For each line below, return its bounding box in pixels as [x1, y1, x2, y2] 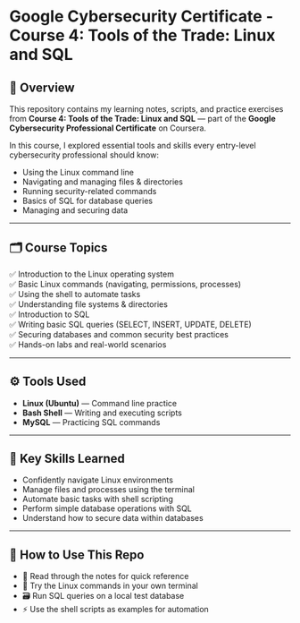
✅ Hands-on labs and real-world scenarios [9, 338, 167, 350]
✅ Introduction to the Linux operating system [9, 269, 174, 279]
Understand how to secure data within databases [21, 513, 204, 524]
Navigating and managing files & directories [21, 176, 183, 187]
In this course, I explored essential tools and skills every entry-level [9, 141, 256, 150]
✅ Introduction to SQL [9, 309, 90, 320]
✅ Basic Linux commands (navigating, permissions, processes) [9, 278, 242, 289]
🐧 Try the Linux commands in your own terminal [21, 580, 198, 592]
